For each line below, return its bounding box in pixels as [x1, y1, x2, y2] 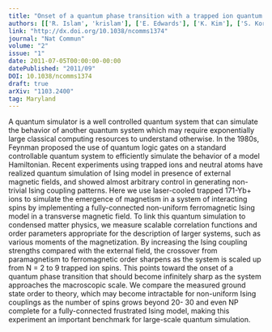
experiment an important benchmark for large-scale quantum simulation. [8, 315, 251, 325]
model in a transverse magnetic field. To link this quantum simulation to [8, 211, 246, 221]
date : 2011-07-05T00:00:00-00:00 [8, 57, 121, 66]
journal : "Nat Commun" [8, 34, 85, 43]
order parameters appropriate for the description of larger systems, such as [8, 228, 261, 239]
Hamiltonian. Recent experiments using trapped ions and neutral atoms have [8, 160, 263, 170]
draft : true [8, 79, 49, 87]
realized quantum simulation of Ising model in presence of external [8, 168, 232, 178]
